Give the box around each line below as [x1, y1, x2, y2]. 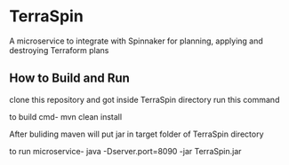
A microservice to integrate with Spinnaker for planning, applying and [9, 35, 264, 46]
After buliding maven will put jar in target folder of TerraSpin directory [9, 129, 264, 139]
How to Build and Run [9, 71, 131, 86]
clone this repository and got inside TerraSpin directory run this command [9, 94, 280, 105]
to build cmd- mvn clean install [9, 111, 123, 122]
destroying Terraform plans [9, 44, 109, 55]
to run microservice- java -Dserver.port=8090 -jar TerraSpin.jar [9, 145, 242, 156]
